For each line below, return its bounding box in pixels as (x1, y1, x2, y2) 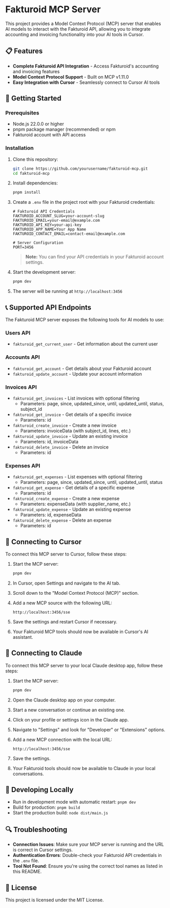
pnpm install (12, 190, 41, 195)
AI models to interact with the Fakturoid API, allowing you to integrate (5, 26, 151, 32)
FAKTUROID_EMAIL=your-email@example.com (12, 218, 100, 223)
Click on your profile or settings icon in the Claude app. (12, 716, 129, 723)
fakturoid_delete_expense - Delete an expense (12, 517, 112, 523)
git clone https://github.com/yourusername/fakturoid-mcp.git (12, 166, 148, 171)
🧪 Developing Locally (5, 785, 74, 794)
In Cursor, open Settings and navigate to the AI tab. (12, 580, 120, 586)
